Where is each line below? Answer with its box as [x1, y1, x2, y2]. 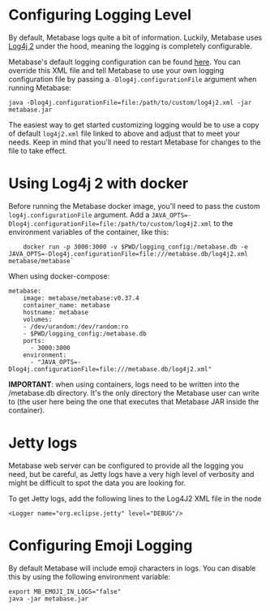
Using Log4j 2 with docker [8, 175, 189, 193]
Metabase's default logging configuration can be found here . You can [8, 57, 241, 67]
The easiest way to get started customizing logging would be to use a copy [8, 119, 259, 129]
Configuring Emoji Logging [8, 536, 193, 554]
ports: [23, 336, 45, 344]
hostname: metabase [23, 308, 89, 316]
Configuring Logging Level [8, 6, 192, 24]
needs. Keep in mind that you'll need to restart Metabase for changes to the [8, 136, 261, 147]
